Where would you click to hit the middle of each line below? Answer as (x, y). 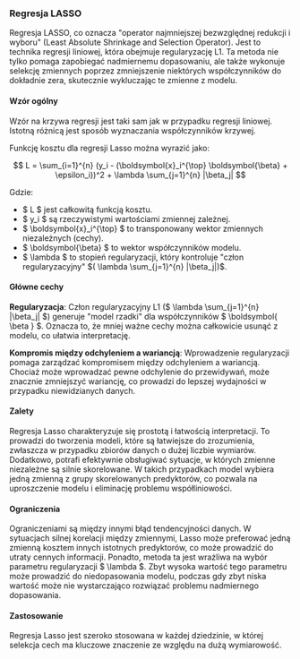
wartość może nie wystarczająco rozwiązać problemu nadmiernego (134, 586)
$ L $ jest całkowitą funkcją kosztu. (87, 210)
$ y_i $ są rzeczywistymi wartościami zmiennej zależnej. (126, 218)
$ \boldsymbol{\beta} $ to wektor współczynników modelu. (132, 247)
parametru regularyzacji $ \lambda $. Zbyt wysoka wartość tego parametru (148, 567)
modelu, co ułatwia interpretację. (70, 335)
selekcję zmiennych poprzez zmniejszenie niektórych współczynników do (146, 71)
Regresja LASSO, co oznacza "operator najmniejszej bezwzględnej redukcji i (150, 33)
